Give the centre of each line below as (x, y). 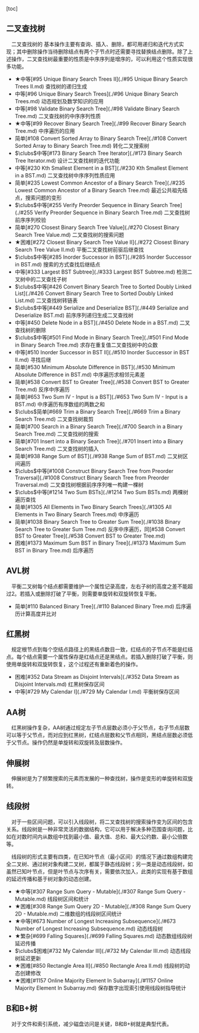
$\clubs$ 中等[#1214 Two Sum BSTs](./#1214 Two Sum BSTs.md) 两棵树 (101, 492)
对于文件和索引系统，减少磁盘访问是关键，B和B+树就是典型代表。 (92, 1024)
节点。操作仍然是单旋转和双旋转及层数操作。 (71, 743)
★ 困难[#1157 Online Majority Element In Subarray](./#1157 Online (94, 980)
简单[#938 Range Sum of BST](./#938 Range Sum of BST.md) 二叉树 (99, 456)
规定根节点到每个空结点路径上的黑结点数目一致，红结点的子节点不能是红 (99, 650)
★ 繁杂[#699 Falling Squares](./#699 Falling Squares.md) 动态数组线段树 (103, 936)
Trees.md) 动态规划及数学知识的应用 (59, 101)
